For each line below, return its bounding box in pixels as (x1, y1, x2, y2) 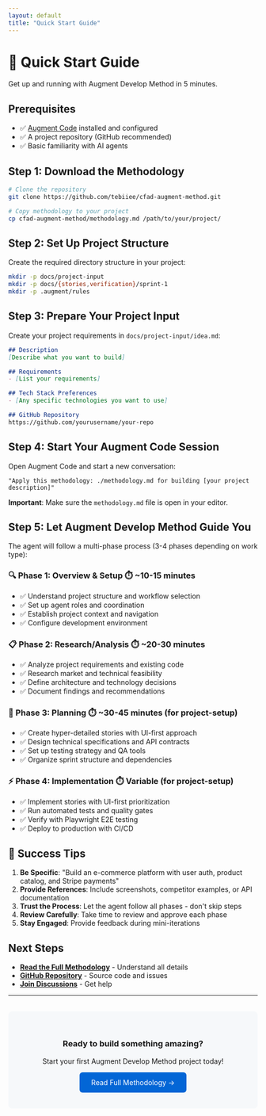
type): (8, 550, 28, 560)
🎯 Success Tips (8, 847, 86, 861)
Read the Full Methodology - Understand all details (19, 962, 188, 972)
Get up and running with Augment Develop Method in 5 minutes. (8, 79, 218, 89)
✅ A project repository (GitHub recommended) (19, 132, 173, 142)
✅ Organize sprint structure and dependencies (19, 755, 173, 765)
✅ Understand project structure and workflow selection (19, 591, 200, 601)
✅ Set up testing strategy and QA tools (19, 746, 146, 755)
